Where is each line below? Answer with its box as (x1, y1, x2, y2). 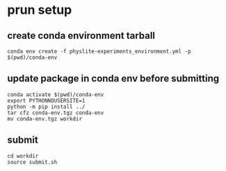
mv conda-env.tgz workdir (7, 115, 82, 123)
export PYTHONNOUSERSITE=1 (7, 97, 86, 104)
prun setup (7, 2, 72, 18)
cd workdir (7, 152, 39, 159)
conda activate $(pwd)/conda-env (7, 91, 104, 98)
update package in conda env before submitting (7, 73, 220, 84)
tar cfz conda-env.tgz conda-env (7, 109, 104, 116)
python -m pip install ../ (7, 103, 86, 110)
